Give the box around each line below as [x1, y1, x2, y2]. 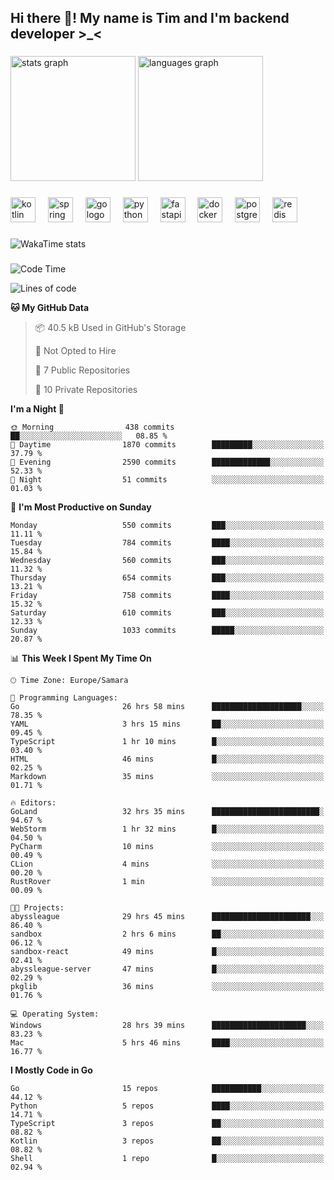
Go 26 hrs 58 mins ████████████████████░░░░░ [10, 702, 325, 712]
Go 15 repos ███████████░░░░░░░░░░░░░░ [10, 1084, 325, 1094]
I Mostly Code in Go [10, 1064, 93, 1076]
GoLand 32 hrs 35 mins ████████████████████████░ [10, 807, 325, 817]
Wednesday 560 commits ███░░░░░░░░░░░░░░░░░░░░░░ [10, 556, 325, 566]
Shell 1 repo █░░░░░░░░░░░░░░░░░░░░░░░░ [10, 1154, 325, 1164]
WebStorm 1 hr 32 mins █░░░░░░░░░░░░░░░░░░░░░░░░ [10, 824, 325, 835]
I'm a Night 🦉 [10, 403, 65, 415]
